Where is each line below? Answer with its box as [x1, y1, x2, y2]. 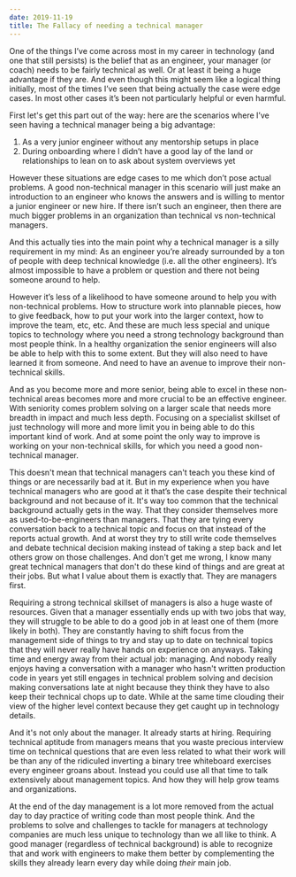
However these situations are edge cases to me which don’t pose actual [9, 172, 272, 182]
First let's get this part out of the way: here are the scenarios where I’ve [9, 110, 269, 120]
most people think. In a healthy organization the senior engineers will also [9, 338, 277, 349]
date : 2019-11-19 [9, 12, 73, 22]
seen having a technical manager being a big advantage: [9, 119, 216, 129]
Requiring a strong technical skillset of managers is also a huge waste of [9, 597, 273, 608]
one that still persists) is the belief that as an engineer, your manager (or [9, 55, 271, 66]
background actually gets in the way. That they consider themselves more [9, 504, 278, 515]
